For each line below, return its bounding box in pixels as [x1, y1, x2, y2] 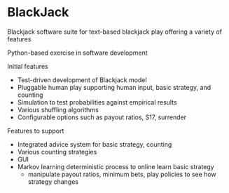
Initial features [7, 62, 48, 70]
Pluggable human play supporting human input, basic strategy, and [17, 83, 211, 91]
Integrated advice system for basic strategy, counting [17, 140, 172, 148]
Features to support [7, 126, 64, 135]
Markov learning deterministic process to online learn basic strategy [17, 162, 215, 171]
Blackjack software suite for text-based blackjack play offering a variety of [7, 27, 223, 36]
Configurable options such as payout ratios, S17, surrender [17, 113, 187, 121]
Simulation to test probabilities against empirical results [17, 98, 177, 106]
